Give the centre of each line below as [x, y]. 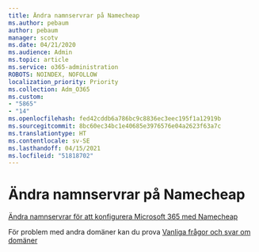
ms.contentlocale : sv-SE [49, 141]
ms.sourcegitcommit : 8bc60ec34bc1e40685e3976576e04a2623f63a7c [115, 126]
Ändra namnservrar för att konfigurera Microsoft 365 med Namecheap [123, 217]
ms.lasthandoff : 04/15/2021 [55, 148]
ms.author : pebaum [38, 23]
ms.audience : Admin [40, 52]
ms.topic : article [38, 60]
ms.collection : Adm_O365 [49, 89]
